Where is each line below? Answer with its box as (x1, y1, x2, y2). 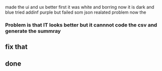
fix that (5, 43, 28, 51)
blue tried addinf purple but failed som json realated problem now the (5, 9, 147, 15)
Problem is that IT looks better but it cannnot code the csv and (5, 22, 157, 28)
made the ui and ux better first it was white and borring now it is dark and (5, 4, 155, 10)
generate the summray (5, 27, 61, 34)
